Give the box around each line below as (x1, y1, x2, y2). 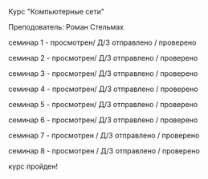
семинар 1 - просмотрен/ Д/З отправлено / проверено (8, 38, 197, 47)
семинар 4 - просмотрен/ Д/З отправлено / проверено (8, 84, 198, 93)
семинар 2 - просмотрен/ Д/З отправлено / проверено (8, 54, 198, 62)
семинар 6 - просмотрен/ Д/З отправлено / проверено (8, 115, 198, 125)
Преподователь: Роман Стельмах (8, 22, 124, 31)
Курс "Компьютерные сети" (8, 7, 104, 16)
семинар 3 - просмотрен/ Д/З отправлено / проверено (8, 69, 198, 78)
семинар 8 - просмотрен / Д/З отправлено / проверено (8, 146, 201, 155)
